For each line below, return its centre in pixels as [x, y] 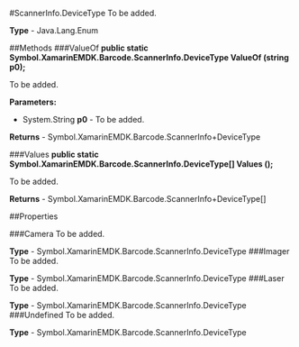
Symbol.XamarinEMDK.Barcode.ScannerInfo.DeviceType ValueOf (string [149, 57]
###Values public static [54, 154]
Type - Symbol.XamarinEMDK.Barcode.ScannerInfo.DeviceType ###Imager [149, 251]
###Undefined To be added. [62, 315]
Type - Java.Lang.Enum [54, 30]
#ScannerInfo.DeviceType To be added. [83, 13]
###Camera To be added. [57, 234]
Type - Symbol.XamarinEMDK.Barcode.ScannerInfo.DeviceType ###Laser [147, 278]
